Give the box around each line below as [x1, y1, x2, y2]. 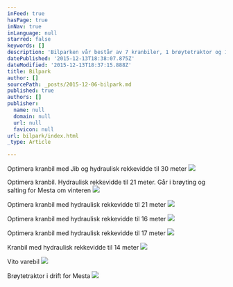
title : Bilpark [7, 68, 51, 75]
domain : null [13, 113, 51, 120]
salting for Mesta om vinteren [7, 186, 92, 194]
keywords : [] [7, 42, 45, 49]
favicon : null [13, 126, 54, 133]
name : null [13, 107, 45, 113]
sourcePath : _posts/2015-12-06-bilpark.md [7, 81, 132, 88]
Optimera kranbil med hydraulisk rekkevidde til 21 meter [7, 201, 166, 209]
